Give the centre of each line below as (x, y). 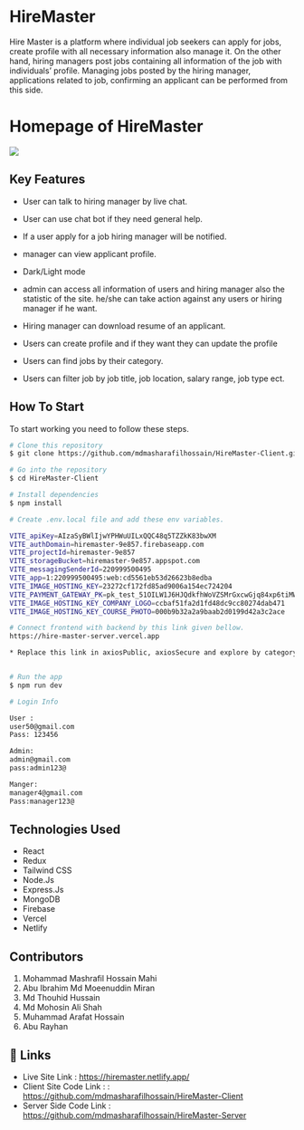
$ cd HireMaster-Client (54, 479)
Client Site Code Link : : (66, 1086)
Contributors (47, 957)
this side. (26, 90)
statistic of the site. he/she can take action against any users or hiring (152, 298)
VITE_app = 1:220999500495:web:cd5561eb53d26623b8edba (111, 578)
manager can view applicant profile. (89, 254)
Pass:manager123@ (42, 801)
